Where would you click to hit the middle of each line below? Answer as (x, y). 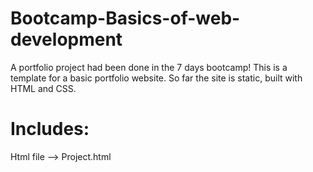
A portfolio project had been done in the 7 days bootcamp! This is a (149, 67)
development (66, 39)
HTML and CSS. (43, 88)
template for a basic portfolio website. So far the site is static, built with (156, 78)
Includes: (50, 129)
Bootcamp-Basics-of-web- (125, 18)
